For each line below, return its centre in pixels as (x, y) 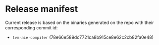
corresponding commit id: (31, 27)
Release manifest (42, 9)
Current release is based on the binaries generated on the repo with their (79, 22)
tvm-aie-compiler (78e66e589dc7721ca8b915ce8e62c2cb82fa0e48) (83, 37)
